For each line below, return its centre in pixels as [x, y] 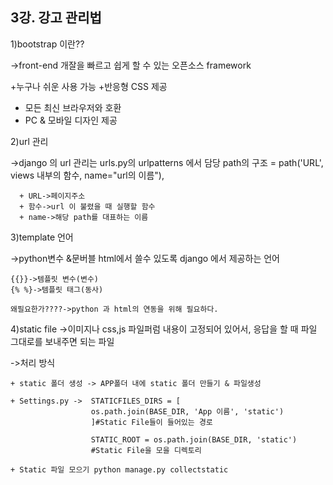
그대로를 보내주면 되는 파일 [62, 341]
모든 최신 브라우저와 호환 [73, 107]
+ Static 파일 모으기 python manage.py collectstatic [119, 469]
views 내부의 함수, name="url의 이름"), [87, 175]
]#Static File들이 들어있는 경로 [151, 422]
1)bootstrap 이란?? [47, 44]
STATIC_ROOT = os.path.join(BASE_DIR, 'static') [194, 439]
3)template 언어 [42, 237]
